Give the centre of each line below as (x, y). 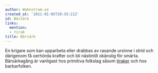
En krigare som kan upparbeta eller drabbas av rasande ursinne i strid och (79, 50)
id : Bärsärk (17, 18)
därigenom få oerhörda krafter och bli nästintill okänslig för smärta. (72, 55)
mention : (18, 28)
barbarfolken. (19, 66)
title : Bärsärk (20, 37)
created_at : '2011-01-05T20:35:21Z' (42, 14)
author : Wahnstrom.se (27, 9)
